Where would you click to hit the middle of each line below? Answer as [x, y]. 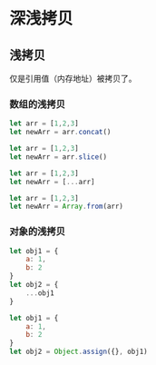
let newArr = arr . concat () [60, 133]
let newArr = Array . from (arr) [67, 207]
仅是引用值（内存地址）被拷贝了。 [73, 79]
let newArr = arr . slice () [58, 157]
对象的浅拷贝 [38, 232]
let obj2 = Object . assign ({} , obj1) [78, 352]
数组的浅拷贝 [38, 104]
